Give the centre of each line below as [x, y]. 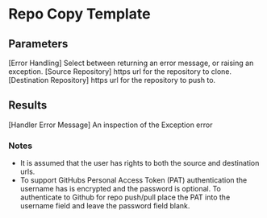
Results [28, 105]
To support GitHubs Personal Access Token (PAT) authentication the [133, 180]
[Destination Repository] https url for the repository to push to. [112, 80]
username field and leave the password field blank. [105, 206]
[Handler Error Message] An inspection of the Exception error [111, 125]
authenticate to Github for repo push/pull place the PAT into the [125, 197]
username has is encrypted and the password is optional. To [121, 189]
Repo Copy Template [79, 14]
